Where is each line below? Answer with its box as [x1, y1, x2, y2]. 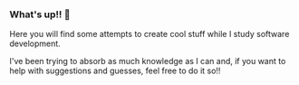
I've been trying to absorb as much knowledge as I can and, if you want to [9, 56, 286, 67]
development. [9, 38, 61, 49]
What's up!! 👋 [9, 8, 71, 21]
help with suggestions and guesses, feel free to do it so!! [9, 65, 221, 76]
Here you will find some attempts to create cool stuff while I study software [9, 29, 290, 40]
